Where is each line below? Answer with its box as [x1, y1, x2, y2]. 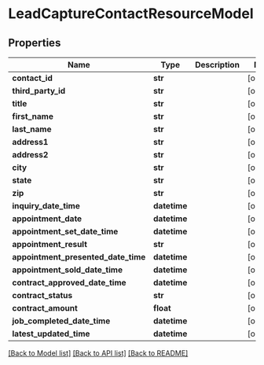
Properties [8, 36, 61, 50]
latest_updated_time [12, 328, 90, 339]
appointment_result [12, 239, 88, 249]
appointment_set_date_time [12, 226, 119, 237]
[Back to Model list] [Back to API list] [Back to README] [8, 348, 189, 358]
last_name [12, 124, 52, 135]
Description [195, 60, 240, 70]
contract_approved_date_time [12, 277, 127, 288]
